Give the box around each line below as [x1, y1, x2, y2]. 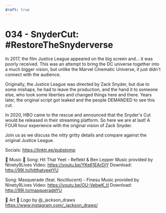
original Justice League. [5, 137, 55, 143]
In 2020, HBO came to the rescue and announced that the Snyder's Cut [5, 112, 151, 118]
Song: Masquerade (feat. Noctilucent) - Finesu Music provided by [5, 177, 140, 183]
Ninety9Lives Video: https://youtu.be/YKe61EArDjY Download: [5, 162, 132, 168]
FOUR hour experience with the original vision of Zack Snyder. [5, 122, 132, 128]
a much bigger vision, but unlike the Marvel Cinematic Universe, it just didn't [5, 66, 161, 72]
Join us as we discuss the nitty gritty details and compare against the [5, 132, 147, 138]
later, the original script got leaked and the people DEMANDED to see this [5, 97, 155, 103]
